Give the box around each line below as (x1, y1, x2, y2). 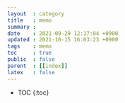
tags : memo (7, 43, 52, 50)
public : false (7, 56, 55, 63)
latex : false (7, 69, 55, 76)
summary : (7, 23, 37, 30)
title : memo (7, 17, 52, 24)
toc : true (7, 50, 52, 57)
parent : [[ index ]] (7, 62, 69, 69)
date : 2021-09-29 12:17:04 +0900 (7, 29, 119, 37)
